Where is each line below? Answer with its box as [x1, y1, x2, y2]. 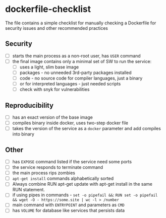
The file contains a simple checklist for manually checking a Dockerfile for [5, 20, 157, 26]
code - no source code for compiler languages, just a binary [19, 75, 143, 81]
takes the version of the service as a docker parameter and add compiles [12, 126, 161, 132]
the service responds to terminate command [12, 164, 103, 170]
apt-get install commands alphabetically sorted [12, 175, 114, 182]
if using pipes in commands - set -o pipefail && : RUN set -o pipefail [12, 192, 158, 198]
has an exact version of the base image [12, 114, 93, 120]
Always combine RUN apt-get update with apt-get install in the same [12, 181, 153, 187]
